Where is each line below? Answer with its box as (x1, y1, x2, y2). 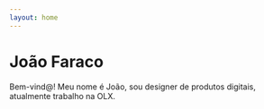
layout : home (9, 13, 59, 22)
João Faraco (9, 51, 105, 71)
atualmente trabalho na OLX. (9, 90, 115, 101)
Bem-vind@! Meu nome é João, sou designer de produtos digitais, (9, 81, 257, 92)
